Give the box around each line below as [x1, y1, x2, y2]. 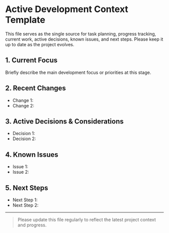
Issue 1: [12, 164, 29, 170]
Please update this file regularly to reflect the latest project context [17, 217, 156, 222]
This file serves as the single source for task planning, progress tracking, [5, 31, 156, 37]
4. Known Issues [5, 150, 59, 159]
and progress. [17, 222, 47, 228]
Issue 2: [12, 169, 29, 175]
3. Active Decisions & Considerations [5, 117, 124, 126]
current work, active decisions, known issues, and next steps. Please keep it [5, 36, 163, 42]
